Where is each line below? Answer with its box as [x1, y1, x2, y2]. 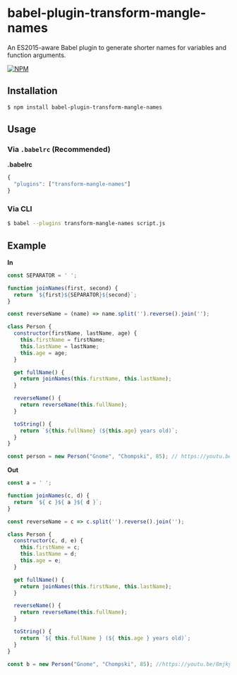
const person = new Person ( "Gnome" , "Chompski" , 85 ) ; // [7, 453, 178, 460]
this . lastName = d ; [20, 551, 78, 558]
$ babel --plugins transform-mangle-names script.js [7, 220, 166, 227]
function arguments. [7, 51, 66, 59]
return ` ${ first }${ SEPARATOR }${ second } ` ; [13, 291, 138, 298]
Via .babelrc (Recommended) [7, 144, 111, 154]
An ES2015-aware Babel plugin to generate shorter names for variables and [7, 43, 227, 52]
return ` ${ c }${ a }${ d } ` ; [13, 498, 102, 506]
